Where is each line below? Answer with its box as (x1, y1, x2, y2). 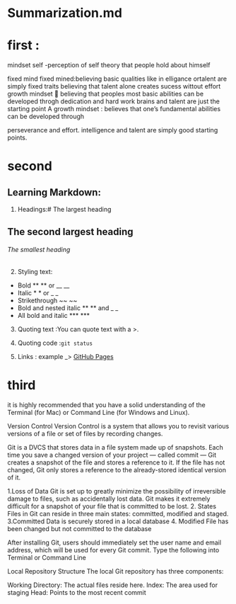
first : (7, 38, 40, 54)
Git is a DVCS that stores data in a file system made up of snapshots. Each (7, 443, 224, 451)
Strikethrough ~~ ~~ (17, 296, 78, 304)
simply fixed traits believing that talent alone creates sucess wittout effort (7, 82, 221, 91)
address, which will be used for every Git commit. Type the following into (7, 545, 220, 554)
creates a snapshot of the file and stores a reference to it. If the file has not (7, 458, 225, 467)
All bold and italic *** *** (17, 311, 90, 319)
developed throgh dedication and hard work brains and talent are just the (7, 97, 220, 106)
